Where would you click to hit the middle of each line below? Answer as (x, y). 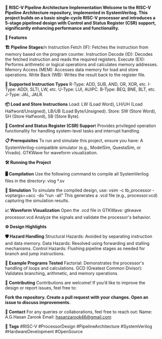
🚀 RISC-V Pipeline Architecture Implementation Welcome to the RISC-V (78, 8)
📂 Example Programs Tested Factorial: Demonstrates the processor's (75, 263)
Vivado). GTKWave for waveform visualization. (51, 153)
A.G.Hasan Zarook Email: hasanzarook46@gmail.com (58, 317)
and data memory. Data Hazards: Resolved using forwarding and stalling (77, 243)
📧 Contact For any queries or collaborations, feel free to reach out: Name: (79, 312)
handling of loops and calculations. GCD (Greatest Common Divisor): (74, 268)
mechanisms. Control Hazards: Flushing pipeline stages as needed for (75, 248)
